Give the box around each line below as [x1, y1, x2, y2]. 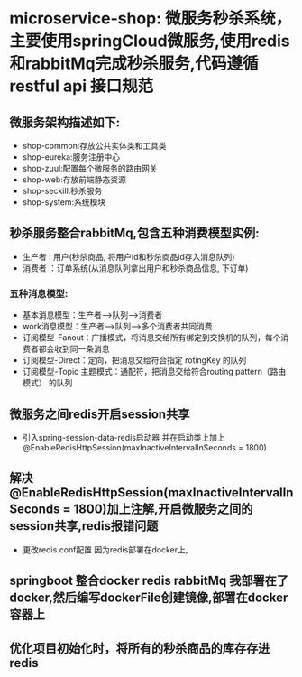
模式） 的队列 [22, 377, 73, 388]
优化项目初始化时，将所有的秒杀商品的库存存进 [9, 640, 270, 655]
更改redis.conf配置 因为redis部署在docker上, [22, 543, 188, 555]
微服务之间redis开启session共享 [9, 406, 190, 422]
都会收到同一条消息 [38, 344, 110, 355]
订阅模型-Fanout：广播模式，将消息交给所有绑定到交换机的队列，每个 [22, 332, 281, 343]
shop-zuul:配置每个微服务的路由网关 [22, 163, 158, 173]
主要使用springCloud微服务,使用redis [9, 31, 290, 51]
